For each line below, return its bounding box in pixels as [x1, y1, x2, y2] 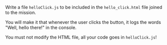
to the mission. [5, 9, 37, 15]
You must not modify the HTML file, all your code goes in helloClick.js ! [5, 34, 157, 40]
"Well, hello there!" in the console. [5, 24, 77, 30]
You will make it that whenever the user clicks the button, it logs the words [5, 19, 161, 25]
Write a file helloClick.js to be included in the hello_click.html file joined [5, 4, 162, 10]
